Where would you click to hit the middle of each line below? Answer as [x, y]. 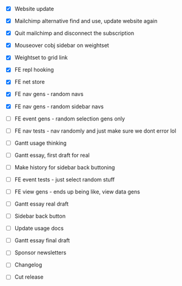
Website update [34, 9]
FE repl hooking [34, 70]
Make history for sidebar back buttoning [65, 167]
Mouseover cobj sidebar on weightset [62, 46]
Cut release [29, 277]
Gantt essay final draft [42, 240]
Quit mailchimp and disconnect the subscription [74, 33]
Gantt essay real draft [42, 204]
